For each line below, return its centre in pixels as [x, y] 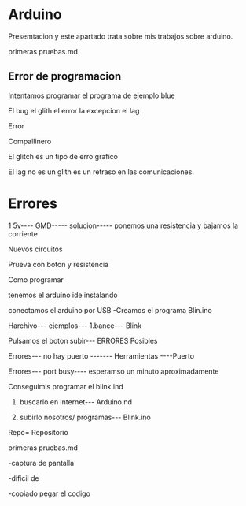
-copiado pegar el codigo [49, 493]
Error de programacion [65, 76]
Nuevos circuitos [35, 249]
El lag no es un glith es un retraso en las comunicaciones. [101, 172]
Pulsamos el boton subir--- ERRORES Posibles [83, 340]
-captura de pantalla [41, 463]
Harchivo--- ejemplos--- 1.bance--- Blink [75, 326]
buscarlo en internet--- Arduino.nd [75, 402]
